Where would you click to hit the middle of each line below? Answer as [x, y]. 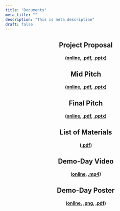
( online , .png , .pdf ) [86, 203]
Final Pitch [86, 103]
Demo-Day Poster [86, 190]
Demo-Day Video [86, 161]
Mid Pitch [86, 74]
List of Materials [86, 132]
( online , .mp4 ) [86, 174]
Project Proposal [86, 45]
